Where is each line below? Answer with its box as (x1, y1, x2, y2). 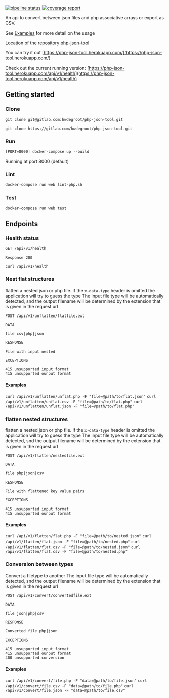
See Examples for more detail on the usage (5, 30, 95, 36)
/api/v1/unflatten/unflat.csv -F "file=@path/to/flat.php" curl (5, 399, 143, 404)
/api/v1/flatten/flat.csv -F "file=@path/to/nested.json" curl (5, 545, 141, 550)
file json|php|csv (5, 611, 44, 616)
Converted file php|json (5, 628, 58, 633)
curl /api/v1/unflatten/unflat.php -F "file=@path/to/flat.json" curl (5, 394, 156, 399)
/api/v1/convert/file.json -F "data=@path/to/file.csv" (5, 688, 125, 693)
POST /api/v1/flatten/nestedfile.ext (5, 453, 85, 458)
